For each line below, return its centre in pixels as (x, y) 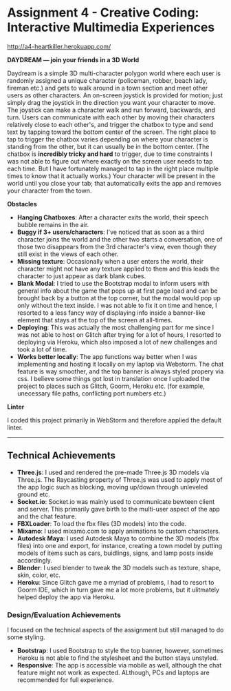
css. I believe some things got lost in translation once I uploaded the (113, 378)
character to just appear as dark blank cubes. (81, 276)
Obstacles (22, 204)
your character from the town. (49, 191)
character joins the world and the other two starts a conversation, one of (120, 239)
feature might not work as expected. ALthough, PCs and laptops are (113, 673)
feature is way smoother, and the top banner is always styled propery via (120, 371)
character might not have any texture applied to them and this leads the (118, 269)
